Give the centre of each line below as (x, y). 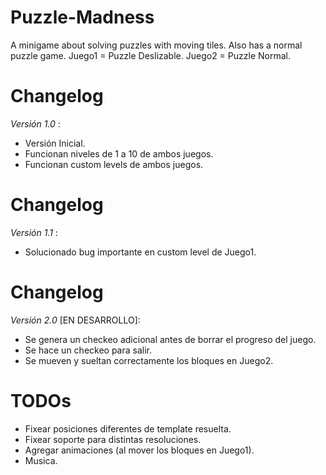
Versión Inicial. (55, 143)
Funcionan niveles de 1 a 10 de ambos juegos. (119, 153)
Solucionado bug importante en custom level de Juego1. (140, 252)
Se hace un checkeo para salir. (88, 350)
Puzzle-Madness (82, 17)
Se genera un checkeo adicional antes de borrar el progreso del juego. (170, 339)
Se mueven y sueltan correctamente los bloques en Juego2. (149, 360)
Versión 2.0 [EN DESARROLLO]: (75, 320)
